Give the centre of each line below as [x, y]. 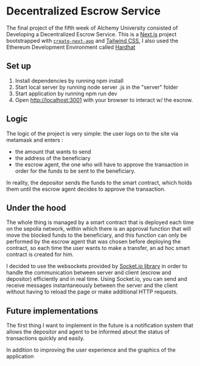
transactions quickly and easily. [45, 338]
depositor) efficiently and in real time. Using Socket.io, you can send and [97, 279]
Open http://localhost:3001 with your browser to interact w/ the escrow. [104, 100]
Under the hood [36, 207]
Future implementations [52, 311]
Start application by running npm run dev [66, 93]
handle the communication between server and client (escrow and [89, 272]
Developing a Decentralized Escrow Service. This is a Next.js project [92, 34]
